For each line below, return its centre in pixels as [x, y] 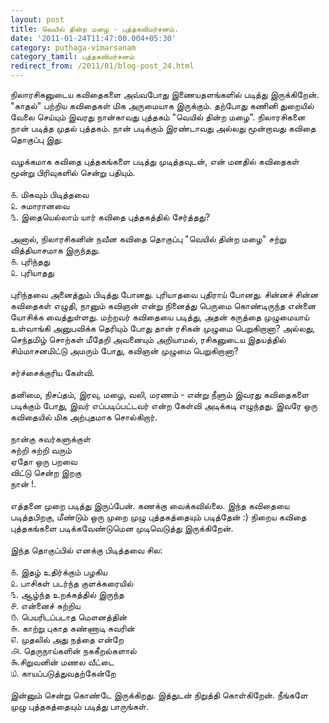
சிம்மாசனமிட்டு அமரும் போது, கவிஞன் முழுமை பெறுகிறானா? [124, 350]
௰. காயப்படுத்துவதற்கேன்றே [63, 673]
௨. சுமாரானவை [40, 205]
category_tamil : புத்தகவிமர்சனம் [72, 57]
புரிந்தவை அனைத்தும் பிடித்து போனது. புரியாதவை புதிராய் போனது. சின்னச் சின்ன [164, 294]
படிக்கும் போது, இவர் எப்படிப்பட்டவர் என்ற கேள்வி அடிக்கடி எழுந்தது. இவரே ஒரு [164, 405]
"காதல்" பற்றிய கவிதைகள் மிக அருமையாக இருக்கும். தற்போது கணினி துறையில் [162, 105]
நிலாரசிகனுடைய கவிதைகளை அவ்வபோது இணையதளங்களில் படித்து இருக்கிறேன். [165, 94]
